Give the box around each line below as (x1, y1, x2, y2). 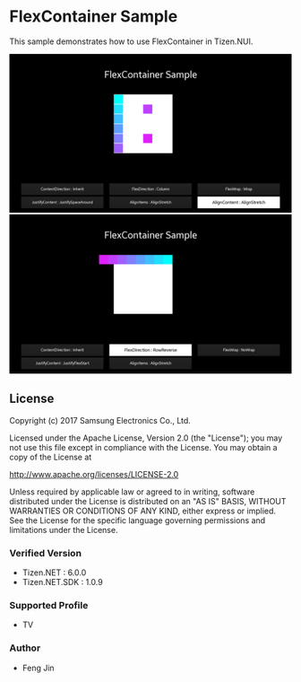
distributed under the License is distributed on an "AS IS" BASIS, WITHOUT (9, 495, 287, 506)
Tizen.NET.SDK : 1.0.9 (21, 577, 103, 588)
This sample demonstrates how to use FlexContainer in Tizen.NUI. (9, 36, 254, 47)
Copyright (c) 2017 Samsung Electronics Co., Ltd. (9, 415, 191, 425)
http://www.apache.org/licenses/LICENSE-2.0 (9, 468, 179, 479)
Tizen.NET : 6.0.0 (21, 567, 87, 578)
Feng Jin (21, 662, 56, 673)
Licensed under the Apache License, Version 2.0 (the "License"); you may (9, 433, 283, 443)
